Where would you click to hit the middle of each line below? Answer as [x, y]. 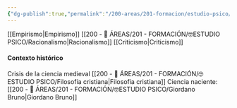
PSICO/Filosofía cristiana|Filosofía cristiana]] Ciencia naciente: [127, 81]
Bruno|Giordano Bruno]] [42, 97]
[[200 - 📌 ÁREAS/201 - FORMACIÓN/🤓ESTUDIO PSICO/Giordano [101, 89]
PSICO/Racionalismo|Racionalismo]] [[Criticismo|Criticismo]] [95, 42]
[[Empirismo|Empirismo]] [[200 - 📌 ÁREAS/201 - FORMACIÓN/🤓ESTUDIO [114, 34]
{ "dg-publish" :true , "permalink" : [56, 14]
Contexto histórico [35, 58]
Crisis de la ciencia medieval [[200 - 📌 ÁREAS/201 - [82, 73]
